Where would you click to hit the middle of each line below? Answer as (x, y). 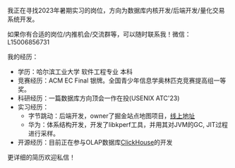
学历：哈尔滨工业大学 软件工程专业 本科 (75, 72)
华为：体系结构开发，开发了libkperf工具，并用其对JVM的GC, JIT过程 (128, 125)
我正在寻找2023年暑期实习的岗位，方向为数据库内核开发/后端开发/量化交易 (116, 10)
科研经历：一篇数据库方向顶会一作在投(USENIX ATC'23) (98, 98)
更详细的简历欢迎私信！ (41, 157)
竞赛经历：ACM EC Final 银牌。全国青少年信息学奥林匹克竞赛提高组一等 (122, 80)
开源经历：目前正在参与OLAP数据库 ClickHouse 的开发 (95, 142)
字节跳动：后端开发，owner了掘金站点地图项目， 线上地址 (112, 116)
